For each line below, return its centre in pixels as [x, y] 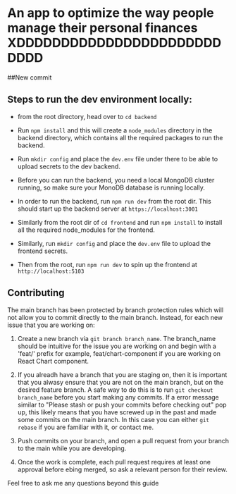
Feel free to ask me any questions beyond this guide [83, 483]
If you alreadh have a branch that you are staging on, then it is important [122, 374]
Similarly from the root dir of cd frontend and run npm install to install [120, 222]
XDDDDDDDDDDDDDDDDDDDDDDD [114, 43]
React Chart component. [53, 361]
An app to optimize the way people [111, 13]
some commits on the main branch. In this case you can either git [113, 419]
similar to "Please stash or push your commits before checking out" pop [122, 405]
